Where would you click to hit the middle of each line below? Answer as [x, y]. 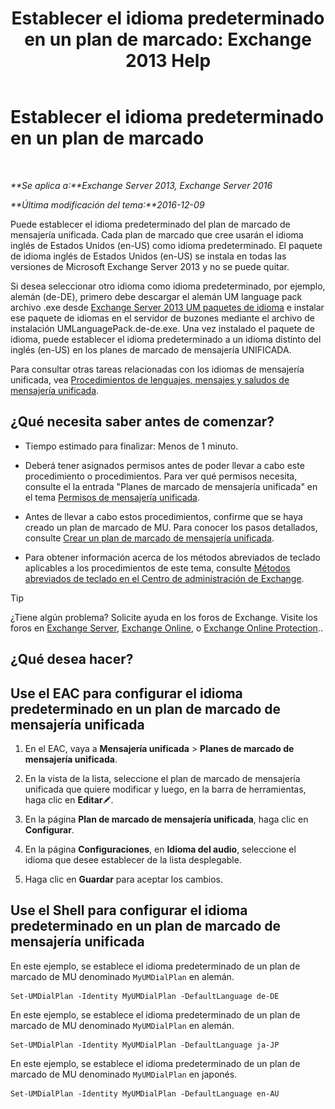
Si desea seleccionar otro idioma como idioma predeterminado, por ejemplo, [168, 286]
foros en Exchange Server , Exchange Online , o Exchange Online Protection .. [166, 628]
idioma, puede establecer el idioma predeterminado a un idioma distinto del [166, 339]
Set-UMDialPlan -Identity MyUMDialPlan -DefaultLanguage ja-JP [145, 1045]
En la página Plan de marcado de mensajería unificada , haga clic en [166, 819]
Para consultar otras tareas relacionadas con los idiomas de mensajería [157, 369]
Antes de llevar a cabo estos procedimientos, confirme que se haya [163, 516]
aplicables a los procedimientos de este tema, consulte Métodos [157, 568]
